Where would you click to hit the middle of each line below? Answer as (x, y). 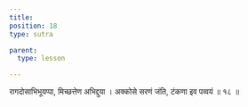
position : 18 (33, 26)
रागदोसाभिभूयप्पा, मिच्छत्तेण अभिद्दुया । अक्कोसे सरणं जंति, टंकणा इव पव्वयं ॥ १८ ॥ (124, 92)
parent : (24, 50)
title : (21, 17)
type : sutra (31, 34)
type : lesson (41, 59)
